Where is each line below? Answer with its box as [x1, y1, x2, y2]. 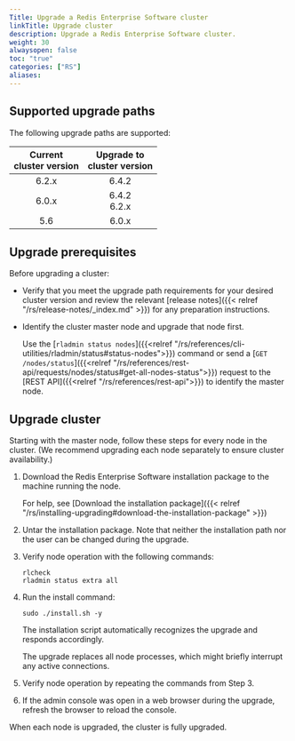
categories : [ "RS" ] [9, 63, 82, 72]
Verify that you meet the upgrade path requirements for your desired [21, 285, 274, 296]
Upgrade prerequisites [9, 244, 137, 259]
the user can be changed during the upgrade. [21, 534, 189, 545]
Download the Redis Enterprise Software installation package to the [21, 472, 269, 482]
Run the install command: [21, 592, 116, 602]
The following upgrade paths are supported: [9, 127, 171, 138]
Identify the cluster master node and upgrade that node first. [21, 322, 244, 332]
